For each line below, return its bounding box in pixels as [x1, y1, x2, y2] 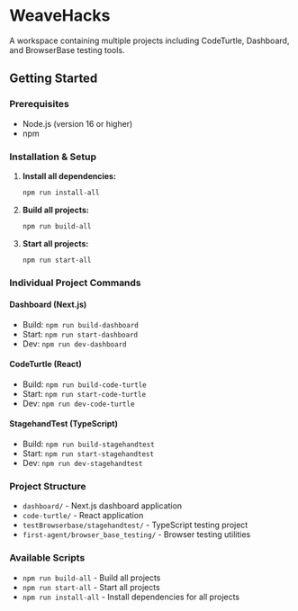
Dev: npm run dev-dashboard [22, 338, 127, 349]
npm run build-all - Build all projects [22, 572, 161, 583]
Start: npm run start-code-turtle [22, 388, 147, 399]
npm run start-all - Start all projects [22, 581, 160, 592]
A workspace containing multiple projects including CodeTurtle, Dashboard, [9, 35, 290, 46]
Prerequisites [9, 98, 69, 111]
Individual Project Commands [9, 276, 141, 289]
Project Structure [9, 481, 86, 492]
